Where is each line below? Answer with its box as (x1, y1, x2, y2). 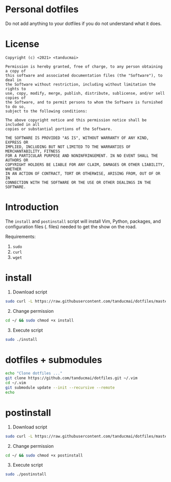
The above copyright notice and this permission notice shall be (5, 117, 147, 123)
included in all (5, 122, 40, 127)
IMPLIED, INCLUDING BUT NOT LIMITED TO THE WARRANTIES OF (5, 144, 131, 149)
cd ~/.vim (5, 381, 26, 386)
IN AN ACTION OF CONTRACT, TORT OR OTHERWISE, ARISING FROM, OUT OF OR (5, 171, 160, 176)
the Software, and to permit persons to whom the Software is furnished (5, 99, 163, 105)
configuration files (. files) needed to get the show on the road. (5, 223, 137, 230)
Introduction (5, 201, 59, 213)
